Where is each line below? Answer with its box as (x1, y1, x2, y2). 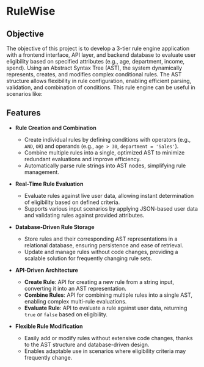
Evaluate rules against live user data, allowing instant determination (24, 192, 194, 199)
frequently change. (24, 354, 73, 361)
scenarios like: (6, 90, 43, 97)
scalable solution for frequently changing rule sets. (24, 255, 153, 262)
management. (24, 168, 59, 175)
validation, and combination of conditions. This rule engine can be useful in (6, 84, 195, 91)
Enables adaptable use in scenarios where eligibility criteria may (24, 347, 186, 355)
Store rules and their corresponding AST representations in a (24, 235, 178, 242)
